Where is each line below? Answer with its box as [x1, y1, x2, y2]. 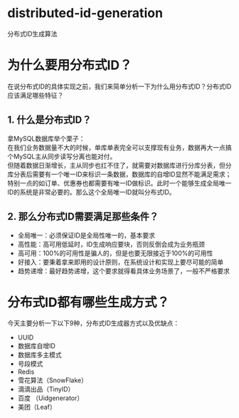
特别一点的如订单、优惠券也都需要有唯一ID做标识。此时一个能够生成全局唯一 [7, 178, 232, 187]
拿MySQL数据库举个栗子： [7, 134, 85, 143]
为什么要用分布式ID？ [7, 57, 133, 73]
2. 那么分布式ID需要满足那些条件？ [7, 210, 159, 223]
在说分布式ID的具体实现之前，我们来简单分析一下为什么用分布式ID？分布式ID [7, 82, 232, 91]
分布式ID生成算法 [7, 29, 58, 38]
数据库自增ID [17, 342, 55, 350]
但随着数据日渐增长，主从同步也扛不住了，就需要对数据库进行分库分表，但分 [7, 160, 232, 169]
